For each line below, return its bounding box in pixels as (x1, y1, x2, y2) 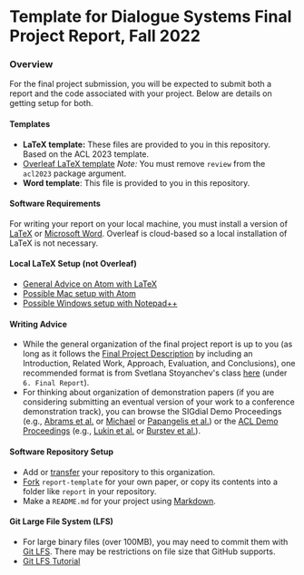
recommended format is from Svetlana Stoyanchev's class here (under (22, 367, 288, 378)
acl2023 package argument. (22, 168, 127, 179)
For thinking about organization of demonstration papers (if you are (22, 387, 275, 398)
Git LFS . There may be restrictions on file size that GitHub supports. (22, 546, 276, 557)
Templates (9, 119, 51, 130)
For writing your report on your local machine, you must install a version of (9, 218, 289, 229)
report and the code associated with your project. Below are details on (9, 88, 272, 99)
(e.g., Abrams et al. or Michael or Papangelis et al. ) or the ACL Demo (22, 415, 279, 427)
